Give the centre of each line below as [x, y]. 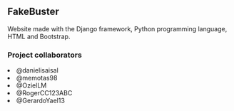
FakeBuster [33, 12]
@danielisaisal [37, 70]
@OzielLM [32, 85]
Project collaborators [45, 55]
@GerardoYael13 [41, 101]
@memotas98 [37, 78]
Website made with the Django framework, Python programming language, [117, 28]
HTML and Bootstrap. [39, 36]
